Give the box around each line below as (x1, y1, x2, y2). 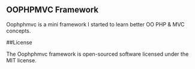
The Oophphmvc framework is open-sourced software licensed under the (6, 50, 189, 58)
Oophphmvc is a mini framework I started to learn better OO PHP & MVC (6, 20, 185, 28)
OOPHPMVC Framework (6, 5, 99, 15)
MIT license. (6, 56, 37, 64)
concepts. (6, 27, 31, 34)
